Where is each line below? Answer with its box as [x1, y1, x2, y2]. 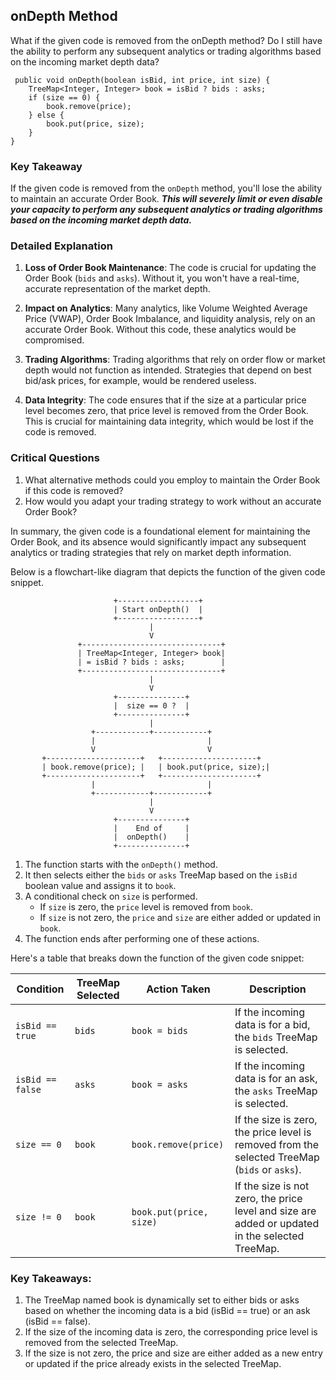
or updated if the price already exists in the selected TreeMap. [24, 1358, 282, 1369]
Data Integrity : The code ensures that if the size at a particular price [24, 394, 307, 406]
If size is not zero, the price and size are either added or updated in [39, 911, 322, 923]
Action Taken [146, 982, 211, 996]
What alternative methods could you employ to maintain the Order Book [24, 474, 321, 486]
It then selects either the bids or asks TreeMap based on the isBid [24, 869, 298, 881]
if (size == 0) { [28, 92, 101, 103]
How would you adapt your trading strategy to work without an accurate [24, 495, 322, 507]
